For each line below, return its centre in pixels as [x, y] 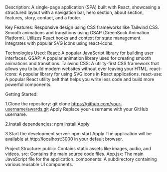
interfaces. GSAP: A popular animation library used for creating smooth [78, 58]
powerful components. [28, 85]
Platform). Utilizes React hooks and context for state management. [74, 38]
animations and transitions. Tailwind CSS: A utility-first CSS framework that [82, 63]
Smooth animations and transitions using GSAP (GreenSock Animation [77, 33]
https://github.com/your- [97, 104]
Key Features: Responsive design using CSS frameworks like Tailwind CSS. [82, 27]
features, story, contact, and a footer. [43, 18]
